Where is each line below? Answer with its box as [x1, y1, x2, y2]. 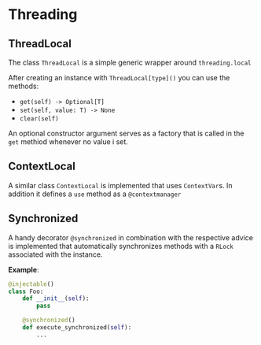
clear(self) [19, 115, 59, 123]
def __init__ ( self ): [22, 295, 90, 302]
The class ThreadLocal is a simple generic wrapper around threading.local [8, 57, 252, 67]
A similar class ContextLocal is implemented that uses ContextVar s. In [8, 180, 233, 190]
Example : [8, 265, 39, 274]
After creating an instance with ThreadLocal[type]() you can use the [8, 73, 230, 82]
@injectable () [8, 280, 55, 288]
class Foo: [8, 287, 44, 295]
